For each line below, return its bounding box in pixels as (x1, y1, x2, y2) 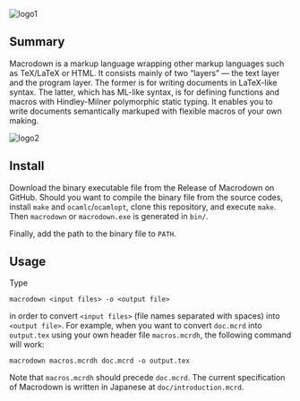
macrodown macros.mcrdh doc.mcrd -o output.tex (9, 356, 191, 366)
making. (9, 115, 39, 125)
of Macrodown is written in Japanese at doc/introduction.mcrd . (9, 381, 244, 393)
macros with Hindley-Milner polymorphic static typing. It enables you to (9, 96, 273, 107)
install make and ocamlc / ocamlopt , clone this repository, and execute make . (9, 201, 277, 212)
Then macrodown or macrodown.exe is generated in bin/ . (9, 210, 209, 221)
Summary (9, 34, 65, 49)
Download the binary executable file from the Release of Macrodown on (9, 182, 275, 192)
